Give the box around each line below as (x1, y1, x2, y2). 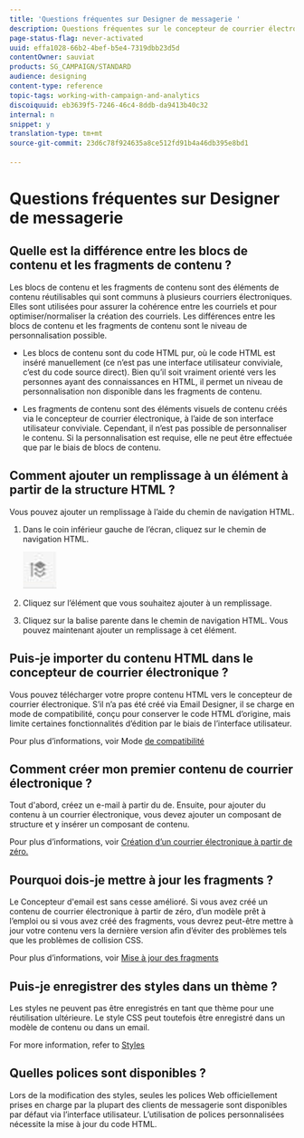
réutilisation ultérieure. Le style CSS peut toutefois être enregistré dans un (9, 1012, 286, 1023)
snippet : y (9, 120, 51, 129)
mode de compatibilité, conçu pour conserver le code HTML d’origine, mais (9, 708, 291, 719)
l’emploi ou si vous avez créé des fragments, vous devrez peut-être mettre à (9, 915, 294, 927)
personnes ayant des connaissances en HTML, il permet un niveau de (22, 376, 283, 387)
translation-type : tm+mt (9, 129, 103, 139)
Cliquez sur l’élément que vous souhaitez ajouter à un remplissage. (22, 598, 272, 608)
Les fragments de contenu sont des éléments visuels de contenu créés (22, 403, 288, 414)
